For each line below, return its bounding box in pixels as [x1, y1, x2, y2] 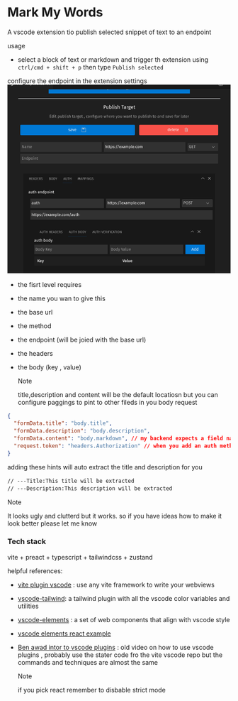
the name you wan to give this [17, 294, 106, 303]
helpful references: [7, 566, 63, 575]
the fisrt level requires [17, 280, 82, 288]
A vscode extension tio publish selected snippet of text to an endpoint [7, 28, 212, 36]
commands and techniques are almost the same [17, 658, 158, 666]
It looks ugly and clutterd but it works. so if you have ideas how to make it [7, 511, 222, 520]
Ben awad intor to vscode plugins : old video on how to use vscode [17, 643, 214, 651]
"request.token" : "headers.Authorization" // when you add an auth [13, 442, 217, 450]
